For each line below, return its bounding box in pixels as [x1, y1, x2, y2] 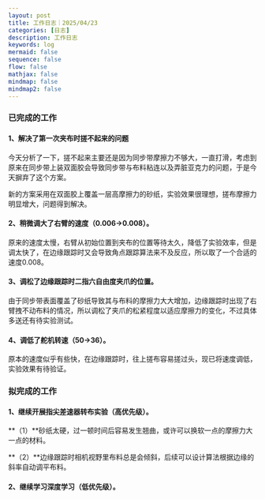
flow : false [8, 63, 47, 71]
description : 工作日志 [8, 33, 78, 42]
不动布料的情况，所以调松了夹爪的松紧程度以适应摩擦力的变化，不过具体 [21, 306, 257, 315]
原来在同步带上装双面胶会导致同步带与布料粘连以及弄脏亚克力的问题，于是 [8, 163, 250, 172]
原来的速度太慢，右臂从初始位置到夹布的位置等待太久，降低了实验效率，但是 [8, 238, 257, 247]
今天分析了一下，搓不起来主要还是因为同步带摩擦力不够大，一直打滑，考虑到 [8, 152, 257, 162]
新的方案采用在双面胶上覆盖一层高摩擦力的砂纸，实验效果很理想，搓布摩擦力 [8, 189, 257, 198]
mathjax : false [8, 70, 58, 78]
